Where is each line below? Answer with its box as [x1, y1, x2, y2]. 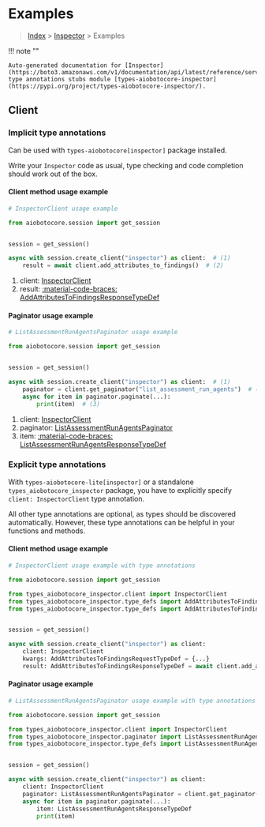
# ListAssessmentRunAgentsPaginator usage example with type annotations [8, 697, 256, 705]
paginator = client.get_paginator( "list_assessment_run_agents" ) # [22, 385, 252, 393]
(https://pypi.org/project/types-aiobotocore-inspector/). [8, 82, 207, 90]
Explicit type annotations [8, 459, 106, 470]
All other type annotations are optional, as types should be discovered [8, 509, 237, 518]
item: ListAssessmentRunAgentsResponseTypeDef [36, 805, 192, 813]
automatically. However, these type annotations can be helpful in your [8, 517, 235, 527]
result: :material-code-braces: [19, 284, 118, 294]
